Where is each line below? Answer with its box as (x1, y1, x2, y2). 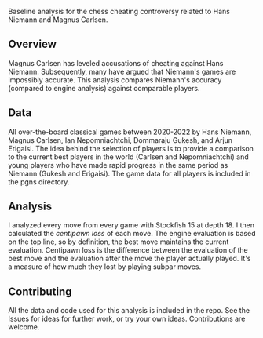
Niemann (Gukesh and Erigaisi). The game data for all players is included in (8, 169, 251, 178)
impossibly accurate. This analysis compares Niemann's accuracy (8, 75, 222, 85)
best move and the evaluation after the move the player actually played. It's (8, 254, 251, 263)
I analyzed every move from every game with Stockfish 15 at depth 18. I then (8, 220, 255, 230)
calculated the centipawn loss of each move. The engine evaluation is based (8, 229, 256, 238)
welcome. (8, 322, 40, 332)
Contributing (8, 285, 72, 298)
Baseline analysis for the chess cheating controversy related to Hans (8, 7, 230, 16)
